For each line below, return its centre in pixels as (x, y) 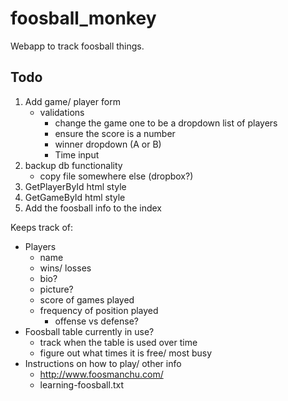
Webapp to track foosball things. (77, 46)
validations (62, 112)
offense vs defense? (96, 321)
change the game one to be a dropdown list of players (166, 123)
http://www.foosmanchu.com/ (101, 374)
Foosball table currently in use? (89, 331)
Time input (77, 154)
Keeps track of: (42, 227)
